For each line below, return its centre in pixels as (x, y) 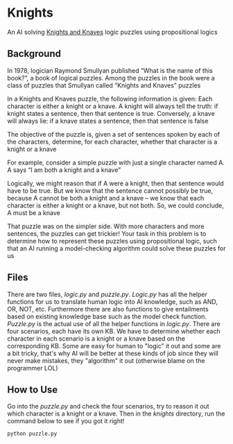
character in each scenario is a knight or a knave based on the (96, 339)
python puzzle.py (32, 434)
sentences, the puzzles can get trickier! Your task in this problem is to (107, 233)
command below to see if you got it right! (66, 421)
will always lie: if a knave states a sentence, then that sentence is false (108, 121)
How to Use (33, 390)
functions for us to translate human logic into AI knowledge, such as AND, (113, 301)
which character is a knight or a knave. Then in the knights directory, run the (116, 413)
